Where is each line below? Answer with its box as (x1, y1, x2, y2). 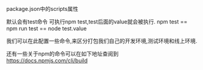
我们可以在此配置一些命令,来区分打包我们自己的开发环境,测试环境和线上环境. (6, 37, 198, 44)
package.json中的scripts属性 (6, 5, 78, 12)
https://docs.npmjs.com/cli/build (6, 57, 88, 64)
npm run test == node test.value (6, 25, 87, 32)
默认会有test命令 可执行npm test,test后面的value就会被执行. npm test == (6, 18, 188, 25)
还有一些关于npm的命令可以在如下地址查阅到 (6, 50, 119, 57)
